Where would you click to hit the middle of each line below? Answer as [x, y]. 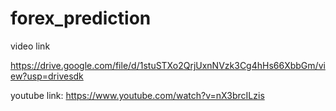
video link [30, 46]
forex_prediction [81, 18]
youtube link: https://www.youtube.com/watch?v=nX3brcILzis [137, 95]
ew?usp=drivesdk [47, 76]
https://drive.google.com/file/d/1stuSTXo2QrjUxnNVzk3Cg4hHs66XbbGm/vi [168, 65]
